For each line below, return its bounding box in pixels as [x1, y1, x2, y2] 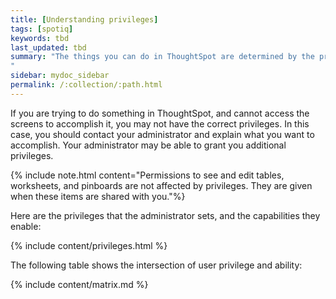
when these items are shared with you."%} [10, 190, 186, 202]
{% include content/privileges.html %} [10, 239, 168, 251]
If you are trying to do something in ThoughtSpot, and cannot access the [10, 107, 310, 119]
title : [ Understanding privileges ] [10, 14, 159, 25]
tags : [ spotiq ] [10, 24, 74, 34]
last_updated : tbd [10, 42, 87, 53]
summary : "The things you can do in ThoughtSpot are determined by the [10, 52, 315, 62]
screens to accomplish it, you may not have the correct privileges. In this [10, 117, 310, 130]
